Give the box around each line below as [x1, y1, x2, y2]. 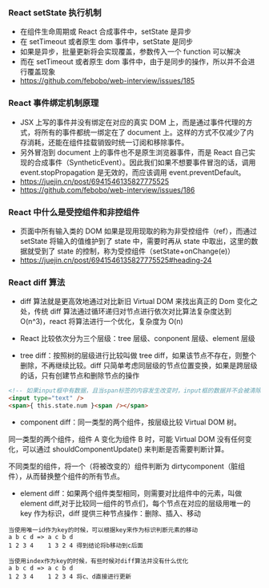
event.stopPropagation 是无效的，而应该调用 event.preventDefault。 [19, 167, 246, 177]
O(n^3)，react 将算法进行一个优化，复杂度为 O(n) [19, 317, 184, 326]
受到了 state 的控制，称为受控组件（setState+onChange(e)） [34, 246, 235, 256]
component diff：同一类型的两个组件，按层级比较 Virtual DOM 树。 [19, 417, 242, 427]
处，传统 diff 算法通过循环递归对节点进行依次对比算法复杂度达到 [19, 306, 232, 316]
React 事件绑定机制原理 [8, 98, 99, 109]
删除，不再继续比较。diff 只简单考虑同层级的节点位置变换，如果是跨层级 [19, 361, 258, 371]
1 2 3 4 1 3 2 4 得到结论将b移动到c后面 [8, 541, 144, 549]
